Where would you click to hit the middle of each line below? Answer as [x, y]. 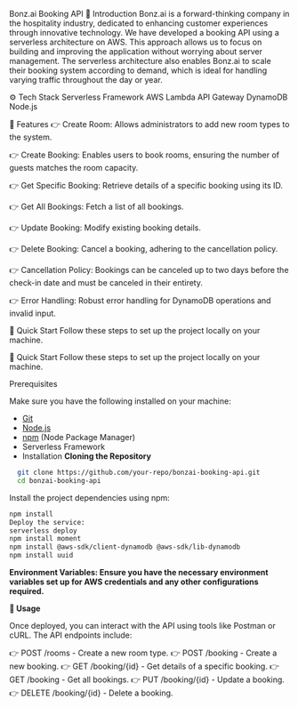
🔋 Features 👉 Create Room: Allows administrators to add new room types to [149, 124]
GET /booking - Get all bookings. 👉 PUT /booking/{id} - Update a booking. [147, 679]
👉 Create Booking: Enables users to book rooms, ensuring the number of [145, 155]
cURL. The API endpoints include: [71, 635]
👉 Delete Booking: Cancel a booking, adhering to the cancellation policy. [144, 249]
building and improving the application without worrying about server [136, 52]
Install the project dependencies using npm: [90, 497]
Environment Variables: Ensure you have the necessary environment [139, 572]
